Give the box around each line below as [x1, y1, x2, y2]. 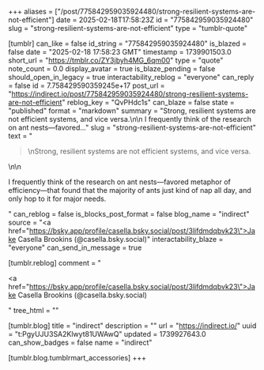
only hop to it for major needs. [8, 194, 107, 203]
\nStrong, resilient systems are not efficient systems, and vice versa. [27, 146, 251, 156]
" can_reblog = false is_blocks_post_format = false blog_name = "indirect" [8, 210, 250, 218]
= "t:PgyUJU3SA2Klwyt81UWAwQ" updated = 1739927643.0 [8, 330, 207, 338]
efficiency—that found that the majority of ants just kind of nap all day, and [8, 186, 251, 194]
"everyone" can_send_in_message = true [8, 243, 142, 252]
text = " [8, 131, 33, 141]
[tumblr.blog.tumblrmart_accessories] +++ [8, 353, 147, 362]
